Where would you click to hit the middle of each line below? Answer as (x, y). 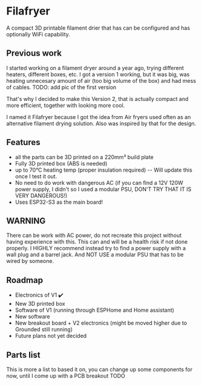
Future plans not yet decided (51, 336)
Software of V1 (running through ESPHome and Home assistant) (94, 310)
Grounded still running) (44, 329)
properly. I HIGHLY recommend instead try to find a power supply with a (96, 248)
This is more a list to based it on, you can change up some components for (99, 369)
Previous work (34, 53)
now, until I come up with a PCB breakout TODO (66, 376)
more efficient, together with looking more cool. (66, 105)
